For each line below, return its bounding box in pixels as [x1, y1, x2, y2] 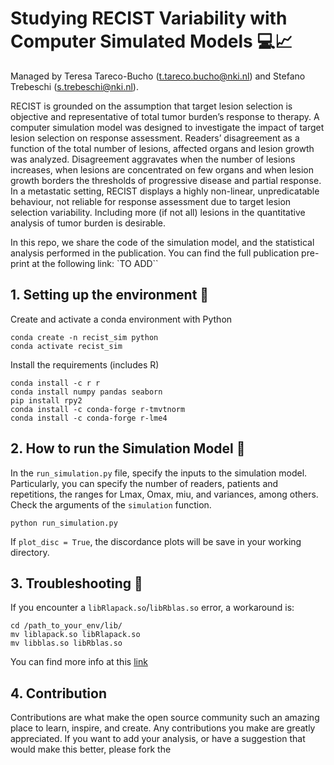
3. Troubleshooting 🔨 [10, 575, 143, 592]
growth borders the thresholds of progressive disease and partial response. [10, 174, 322, 186]
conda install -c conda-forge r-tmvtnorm [10, 404, 186, 414]
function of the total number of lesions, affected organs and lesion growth [10, 142, 315, 154]
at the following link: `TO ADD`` [31, 257, 159, 269]
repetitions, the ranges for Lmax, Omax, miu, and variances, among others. [10, 488, 319, 500]
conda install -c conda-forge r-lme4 [10, 413, 168, 423]
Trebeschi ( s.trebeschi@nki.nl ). [10, 80, 139, 92]
